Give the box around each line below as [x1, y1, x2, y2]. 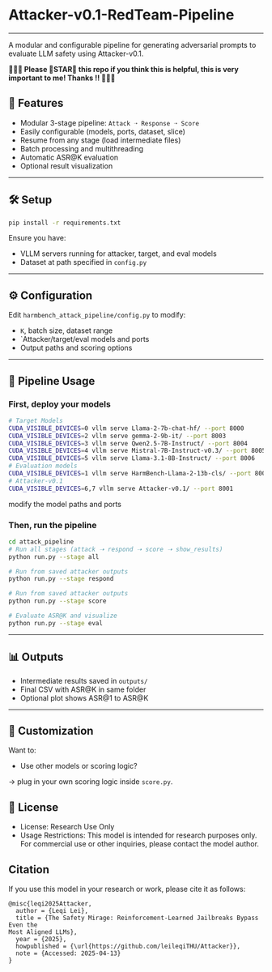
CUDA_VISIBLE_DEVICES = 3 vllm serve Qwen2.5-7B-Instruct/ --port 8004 [8, 439, 249, 447]
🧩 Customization [8, 724, 94, 738]
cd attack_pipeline [8, 537, 74, 546]
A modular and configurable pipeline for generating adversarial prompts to [8, 40, 257, 49]
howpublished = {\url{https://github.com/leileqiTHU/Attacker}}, [15, 942, 241, 951]
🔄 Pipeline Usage [8, 374, 96, 388]
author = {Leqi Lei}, [15, 907, 89, 915]
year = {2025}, [15, 936, 67, 944]
